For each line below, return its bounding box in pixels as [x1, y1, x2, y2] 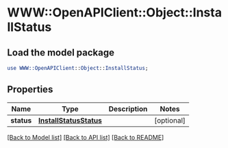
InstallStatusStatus [38, 115, 103, 125]
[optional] [153, 115, 186, 125]
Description [108, 104, 148, 114]
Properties [7, 84, 53, 95]
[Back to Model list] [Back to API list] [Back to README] [7, 133, 164, 141]
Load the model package [7, 47, 115, 58]
